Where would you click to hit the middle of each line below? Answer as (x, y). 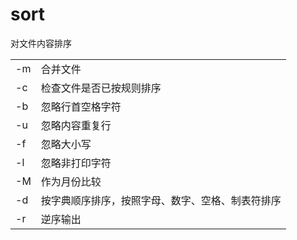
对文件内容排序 (41, 43)
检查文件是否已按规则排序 (101, 88)
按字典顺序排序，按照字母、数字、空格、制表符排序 (161, 200)
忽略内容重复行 (76, 125)
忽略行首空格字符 (81, 106)
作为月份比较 (71, 181)
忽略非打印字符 (76, 163)
